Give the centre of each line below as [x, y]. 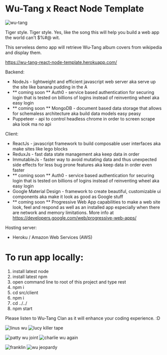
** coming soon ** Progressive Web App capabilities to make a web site [86, 202]
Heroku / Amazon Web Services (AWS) [52, 237]
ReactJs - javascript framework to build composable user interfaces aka [86, 143]
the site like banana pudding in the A [50, 87]
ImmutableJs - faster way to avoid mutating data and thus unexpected [84, 159]
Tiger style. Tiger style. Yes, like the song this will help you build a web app [82, 32]
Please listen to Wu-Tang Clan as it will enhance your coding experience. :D [83, 318]
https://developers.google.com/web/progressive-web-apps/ [74, 217]
